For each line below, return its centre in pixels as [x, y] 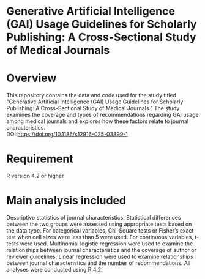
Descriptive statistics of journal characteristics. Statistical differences [94, 218]
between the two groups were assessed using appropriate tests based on [99, 224]
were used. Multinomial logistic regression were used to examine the [106, 244]
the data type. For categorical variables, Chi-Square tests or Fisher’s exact [100, 230]
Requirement [40, 159]
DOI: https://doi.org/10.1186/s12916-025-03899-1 [67, 134]
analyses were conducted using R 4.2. [54, 270]
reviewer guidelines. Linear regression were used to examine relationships [100, 256]
